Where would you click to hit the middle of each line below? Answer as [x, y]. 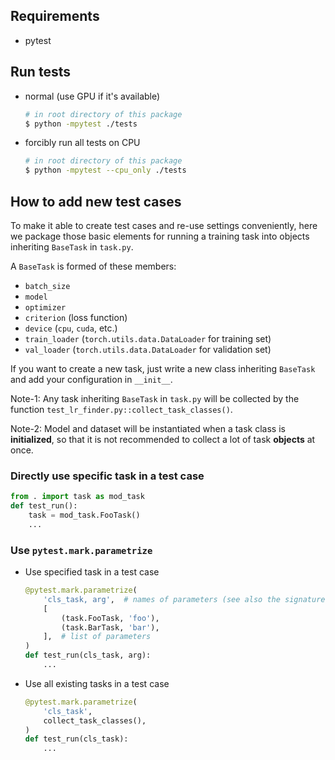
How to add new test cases [96, 201]
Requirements [55, 16]
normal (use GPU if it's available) [92, 96]
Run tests [40, 72]
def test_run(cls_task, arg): [88, 655]
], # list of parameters [97, 637]
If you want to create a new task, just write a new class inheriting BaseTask [163, 368]
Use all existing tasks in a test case [97, 683]
